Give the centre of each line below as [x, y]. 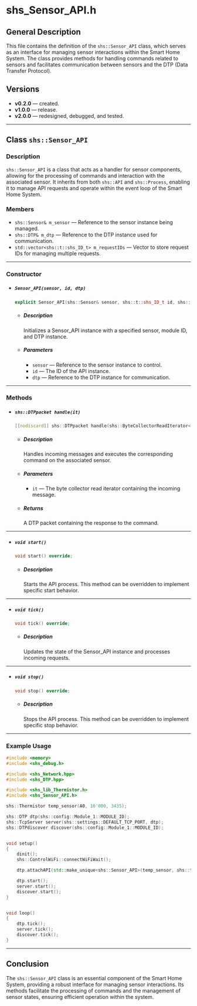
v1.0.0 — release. [36, 110]
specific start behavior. [51, 590]
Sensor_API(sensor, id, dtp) [50, 289]
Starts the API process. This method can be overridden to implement [106, 584]
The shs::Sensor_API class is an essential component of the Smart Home [94, 978]
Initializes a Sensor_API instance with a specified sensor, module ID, [105, 330]
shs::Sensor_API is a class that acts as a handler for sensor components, [94, 169]
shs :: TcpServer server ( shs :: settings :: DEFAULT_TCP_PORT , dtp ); [85, 822]
